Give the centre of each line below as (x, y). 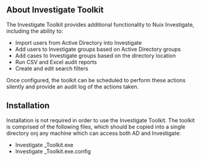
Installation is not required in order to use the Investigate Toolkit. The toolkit (101, 120)
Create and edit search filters (52, 68)
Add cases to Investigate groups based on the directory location (95, 55)
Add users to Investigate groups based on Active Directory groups (98, 49)
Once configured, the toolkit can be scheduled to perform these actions (96, 80)
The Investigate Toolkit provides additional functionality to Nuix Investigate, (100, 24)
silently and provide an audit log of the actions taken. (73, 87)
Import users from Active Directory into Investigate (78, 42)
